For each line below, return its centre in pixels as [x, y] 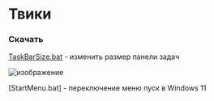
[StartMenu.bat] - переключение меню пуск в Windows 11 [107, 88]
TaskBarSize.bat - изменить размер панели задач [94, 57]
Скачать [26, 40]
